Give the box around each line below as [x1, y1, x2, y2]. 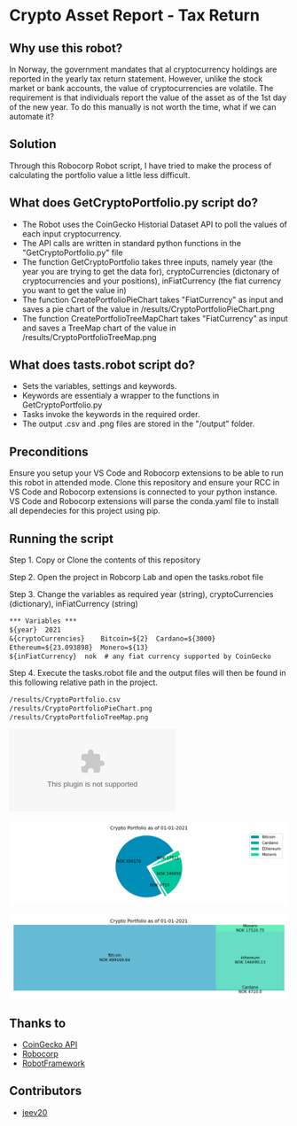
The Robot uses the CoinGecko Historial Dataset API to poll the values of [21, 219, 288, 229]
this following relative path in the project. [9, 677, 158, 687]
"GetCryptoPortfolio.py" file [21, 247, 123, 258]
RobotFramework [21, 1058, 86, 1068]
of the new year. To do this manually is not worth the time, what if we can [9, 102, 277, 112]
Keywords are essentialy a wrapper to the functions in [21, 391, 220, 401]
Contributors [9, 1083, 82, 1099]
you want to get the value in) [21, 284, 127, 295]
